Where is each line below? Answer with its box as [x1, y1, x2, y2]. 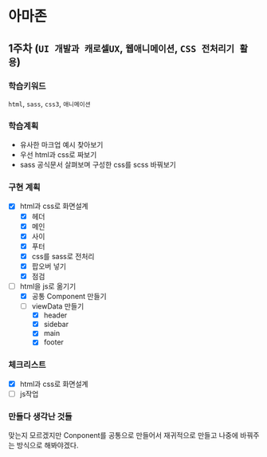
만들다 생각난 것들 [8, 411, 73, 422]
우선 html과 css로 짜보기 [19, 150, 97, 160]
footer [43, 337, 64, 347]
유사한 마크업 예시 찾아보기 [19, 140, 104, 150]
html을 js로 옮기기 [19, 281, 77, 291]
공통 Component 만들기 [31, 292, 107, 301]
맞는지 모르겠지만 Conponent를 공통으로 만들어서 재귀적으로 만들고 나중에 [8, 431, 239, 440]
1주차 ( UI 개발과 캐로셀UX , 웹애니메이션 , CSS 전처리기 [8, 41, 235, 55]
